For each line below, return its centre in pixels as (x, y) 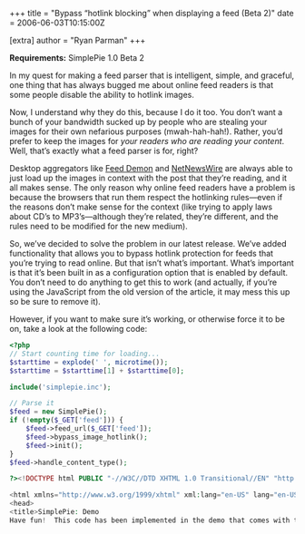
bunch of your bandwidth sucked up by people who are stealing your (138, 122)
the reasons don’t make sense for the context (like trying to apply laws (141, 207)
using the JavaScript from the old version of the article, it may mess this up (150, 292)
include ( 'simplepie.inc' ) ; (60, 387)
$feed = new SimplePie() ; (58, 412)
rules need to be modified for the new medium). (98, 226)
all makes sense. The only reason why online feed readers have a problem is (152, 188)
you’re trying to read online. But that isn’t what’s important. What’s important (152, 263)
